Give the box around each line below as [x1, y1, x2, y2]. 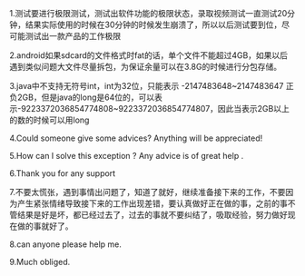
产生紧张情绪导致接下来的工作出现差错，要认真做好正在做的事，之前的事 [16, 198, 288, 209]
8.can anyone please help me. [9, 239, 123, 250]
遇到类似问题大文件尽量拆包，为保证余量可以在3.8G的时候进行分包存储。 [9, 62, 282, 72]
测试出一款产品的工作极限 [25, 31, 121, 41]
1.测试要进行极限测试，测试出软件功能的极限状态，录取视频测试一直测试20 [9, 8, 288, 18]
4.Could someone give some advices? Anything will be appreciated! [9, 133, 263, 143]
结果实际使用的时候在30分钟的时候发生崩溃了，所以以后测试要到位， [25, 19, 282, 30]
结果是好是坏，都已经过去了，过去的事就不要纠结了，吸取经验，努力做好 [16, 210, 288, 220]
